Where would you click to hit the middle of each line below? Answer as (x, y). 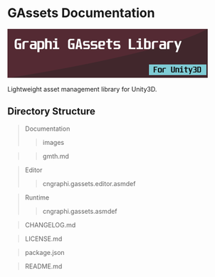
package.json (45, 252)
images (53, 142)
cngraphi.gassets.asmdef (80, 211)
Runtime (37, 197)
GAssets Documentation (81, 13)
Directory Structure (52, 112)
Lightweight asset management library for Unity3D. (82, 89)
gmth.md (56, 156)
